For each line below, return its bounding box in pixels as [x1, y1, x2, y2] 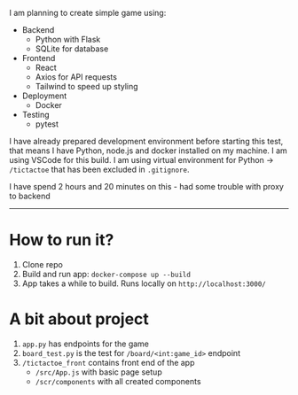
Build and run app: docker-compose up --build [21, 268, 191, 279]
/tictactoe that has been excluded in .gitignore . [9, 164, 190, 174]
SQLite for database [35, 43, 109, 54]
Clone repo [21, 259, 64, 269]
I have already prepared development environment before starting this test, [9, 136, 284, 146]
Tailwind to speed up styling [35, 81, 139, 91]
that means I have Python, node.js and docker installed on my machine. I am [9, 145, 288, 156]
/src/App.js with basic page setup [35, 367, 162, 377]
